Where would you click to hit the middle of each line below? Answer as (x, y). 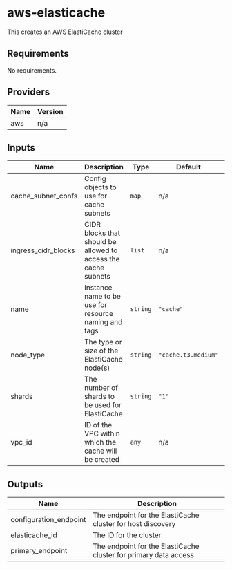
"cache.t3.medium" (188, 355)
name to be (102, 297)
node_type (28, 355)
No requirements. (32, 70)
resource (99, 314)
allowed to (101, 250)
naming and (103, 322)
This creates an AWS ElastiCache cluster (65, 32)
